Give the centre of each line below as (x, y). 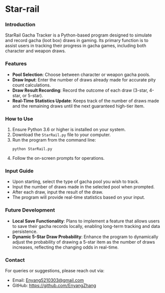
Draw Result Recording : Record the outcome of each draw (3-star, (80, 90)
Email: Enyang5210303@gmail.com (48, 280)
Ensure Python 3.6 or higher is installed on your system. (69, 130)
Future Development (30, 210)
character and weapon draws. (35, 51)
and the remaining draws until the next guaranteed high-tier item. (78, 106)
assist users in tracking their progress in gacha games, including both (76, 46)
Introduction (20, 25)
